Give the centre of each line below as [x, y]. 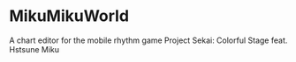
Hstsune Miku [34, 49]
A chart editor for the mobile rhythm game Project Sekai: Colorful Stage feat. [148, 40]
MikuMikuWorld [69, 16]
